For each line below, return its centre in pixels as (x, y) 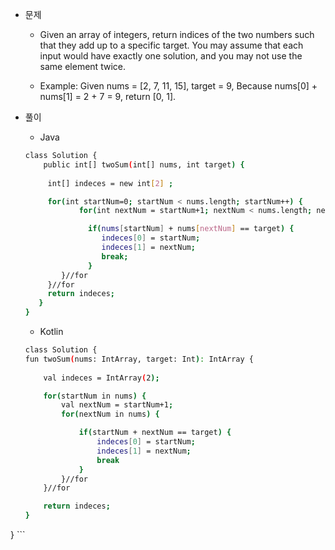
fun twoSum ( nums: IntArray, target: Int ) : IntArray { (139, 359)
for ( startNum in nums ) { (95, 396)
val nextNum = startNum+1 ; (117, 405)
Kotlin (51, 331)
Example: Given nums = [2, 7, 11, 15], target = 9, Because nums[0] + (178, 86)
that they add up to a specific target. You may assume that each (171, 45)
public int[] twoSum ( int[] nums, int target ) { (144, 164)
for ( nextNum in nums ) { (110, 414)
